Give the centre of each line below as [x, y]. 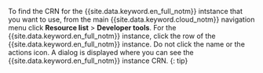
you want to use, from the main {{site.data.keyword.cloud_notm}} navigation [131, 19]
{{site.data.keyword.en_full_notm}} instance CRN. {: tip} [98, 61]
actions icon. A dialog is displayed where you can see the [101, 52]
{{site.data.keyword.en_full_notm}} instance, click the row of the [112, 36]
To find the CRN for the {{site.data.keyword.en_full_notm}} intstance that [126, 11]
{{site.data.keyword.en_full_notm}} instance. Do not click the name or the [127, 44]
